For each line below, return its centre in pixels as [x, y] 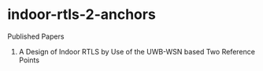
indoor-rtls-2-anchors [82, 15]
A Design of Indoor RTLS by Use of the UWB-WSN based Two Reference [137, 51]
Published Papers [36, 36]
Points [29, 60]
